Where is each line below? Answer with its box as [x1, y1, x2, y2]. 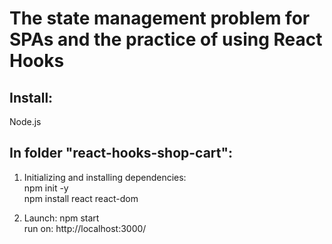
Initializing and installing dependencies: [23, 171, 187, 183]
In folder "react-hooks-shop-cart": [9, 145, 234, 162]
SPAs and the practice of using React [9, 28, 323, 51]
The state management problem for [9, 7, 311, 30]
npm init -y [23, 182, 69, 194]
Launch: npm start [23, 212, 100, 224]
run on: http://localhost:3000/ [23, 222, 147, 234]
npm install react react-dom [23, 192, 139, 204]
